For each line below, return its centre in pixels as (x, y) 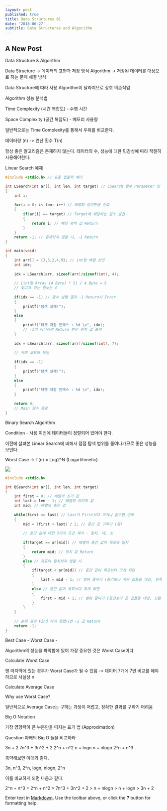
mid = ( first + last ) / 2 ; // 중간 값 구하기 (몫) (73, 524)
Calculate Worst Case (27, 660)
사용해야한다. (18, 157)
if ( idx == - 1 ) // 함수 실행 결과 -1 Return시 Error (65, 297)
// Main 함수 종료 (31, 408)
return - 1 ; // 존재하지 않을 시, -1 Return (56, 237)
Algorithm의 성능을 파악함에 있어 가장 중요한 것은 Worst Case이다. (70, 650)
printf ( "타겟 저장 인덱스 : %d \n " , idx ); (64, 325)
